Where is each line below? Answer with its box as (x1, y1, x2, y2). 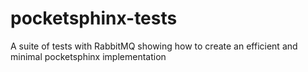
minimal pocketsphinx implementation (10, 50, 167, 62)
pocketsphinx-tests (10, 7, 178, 30)
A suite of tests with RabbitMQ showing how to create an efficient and (10, 40, 298, 52)
